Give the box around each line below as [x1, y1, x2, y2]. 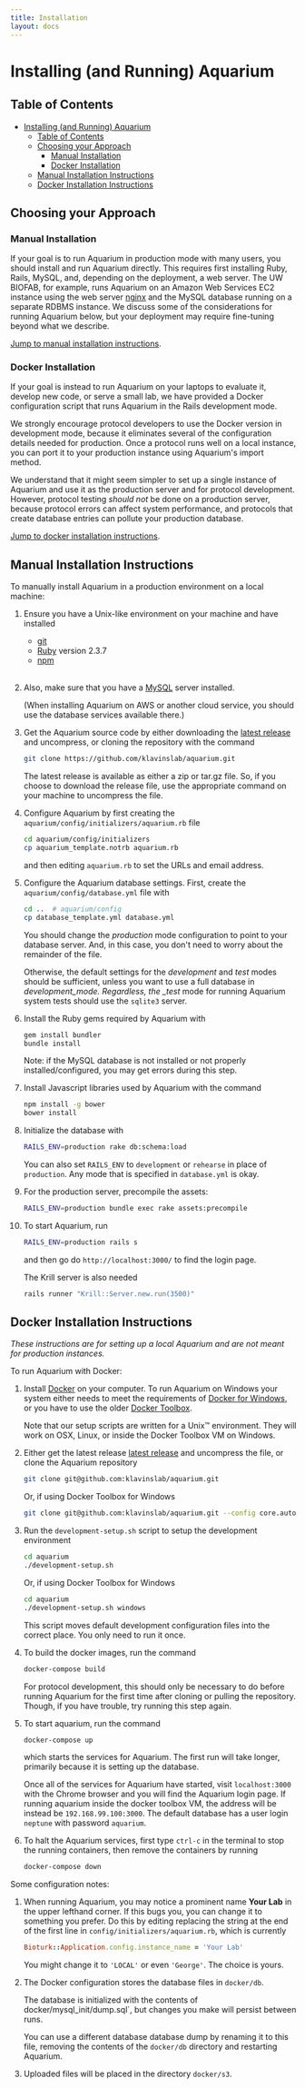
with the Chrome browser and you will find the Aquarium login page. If [23, 1788, 287, 1799]
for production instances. [10, 1348, 105, 1359]
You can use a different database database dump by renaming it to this [23, 2032, 289, 2043]
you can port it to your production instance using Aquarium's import [10, 447, 264, 459]
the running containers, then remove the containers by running [23, 1845, 259, 1855]
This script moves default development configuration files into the [23, 1619, 271, 1630]
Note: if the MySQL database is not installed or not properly [23, 1055, 247, 1066]
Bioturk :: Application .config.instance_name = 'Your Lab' [23, 1943, 244, 1953]
